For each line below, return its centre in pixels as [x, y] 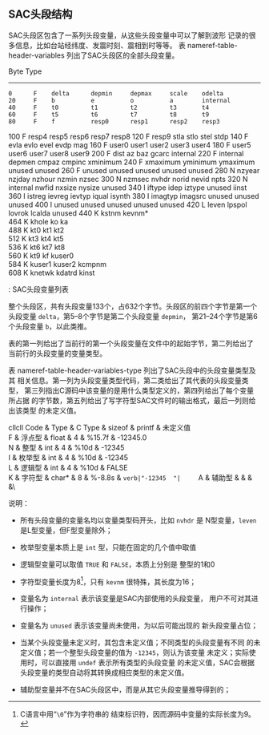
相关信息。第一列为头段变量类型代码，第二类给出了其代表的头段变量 [129, 380]
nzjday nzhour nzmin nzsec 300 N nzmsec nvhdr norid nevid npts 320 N [128, 179]
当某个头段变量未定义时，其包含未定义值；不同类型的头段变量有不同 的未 [140, 643]
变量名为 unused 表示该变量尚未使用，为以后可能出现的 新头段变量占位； [139, 626]
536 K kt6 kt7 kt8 [37, 247]
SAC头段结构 [40, 14]
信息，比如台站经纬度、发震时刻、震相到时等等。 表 [100, 45]
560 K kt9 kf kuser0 [41, 256]
